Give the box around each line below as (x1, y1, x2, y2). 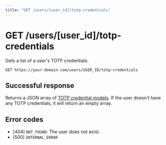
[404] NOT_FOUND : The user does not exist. (12, 129, 101, 135)
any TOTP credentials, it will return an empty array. (5, 100, 112, 107)
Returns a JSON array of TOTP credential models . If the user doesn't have (5, 95, 161, 101)
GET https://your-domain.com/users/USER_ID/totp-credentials (5, 67, 138, 72)
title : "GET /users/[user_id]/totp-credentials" (5, 7, 111, 13)
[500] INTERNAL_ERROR (12, 134, 58, 140)
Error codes (5, 115, 43, 123)
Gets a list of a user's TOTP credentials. (5, 57, 89, 64)
